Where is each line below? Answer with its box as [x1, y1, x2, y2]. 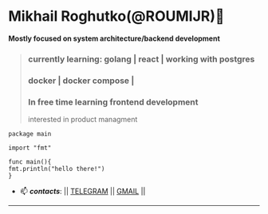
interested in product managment [27, 115, 138, 125]
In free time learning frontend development [27, 96, 199, 107]
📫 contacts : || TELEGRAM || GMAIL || [19, 187, 146, 196]
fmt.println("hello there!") [8, 165, 105, 173]
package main [8, 130, 52, 138]
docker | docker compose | [27, 75, 135, 86]
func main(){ [8, 158, 52, 166]
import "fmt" [8, 144, 52, 153]
